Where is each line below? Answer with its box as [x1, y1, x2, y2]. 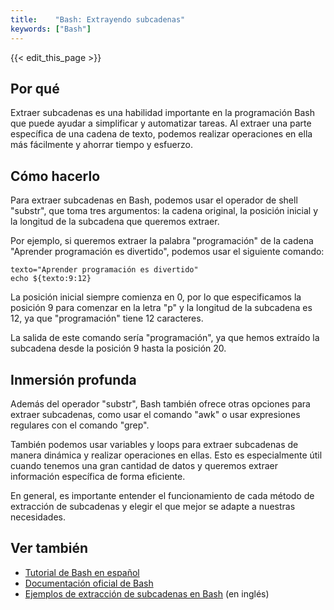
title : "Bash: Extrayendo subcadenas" [10, 14, 186, 25]
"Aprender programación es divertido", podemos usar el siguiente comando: [10, 246, 325, 258]
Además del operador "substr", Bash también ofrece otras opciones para [10, 397, 311, 410]
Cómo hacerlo [10, 167, 101, 185]
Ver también [10, 540, 89, 557]
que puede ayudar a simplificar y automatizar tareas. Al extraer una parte [10, 117, 312, 130]
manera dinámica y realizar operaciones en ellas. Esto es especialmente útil [10, 449, 323, 461]
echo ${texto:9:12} [10, 274, 92, 284]
